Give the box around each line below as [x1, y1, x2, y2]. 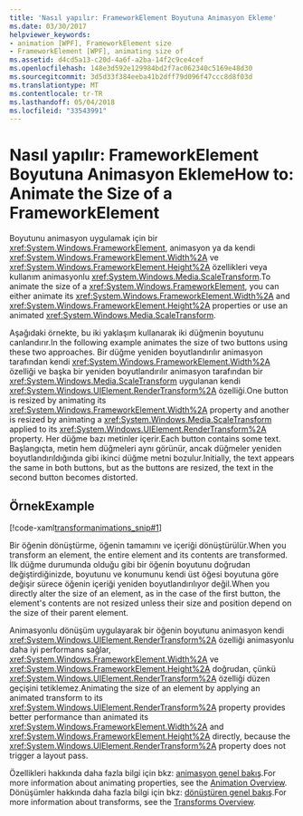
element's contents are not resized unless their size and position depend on [9, 597, 292, 608]
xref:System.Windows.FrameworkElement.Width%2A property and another [9, 404, 289, 415]
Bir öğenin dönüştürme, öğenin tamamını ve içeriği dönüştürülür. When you [9, 540, 287, 550]
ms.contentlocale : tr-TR [9, 89, 103, 98]
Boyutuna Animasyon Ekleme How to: [9, 164, 294, 185]
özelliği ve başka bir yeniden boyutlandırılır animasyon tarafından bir [9, 366, 263, 377]
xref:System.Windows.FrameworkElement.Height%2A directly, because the [9, 731, 291, 742]
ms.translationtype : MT [9, 81, 99, 90]
